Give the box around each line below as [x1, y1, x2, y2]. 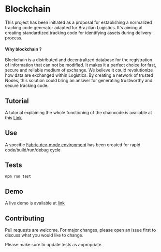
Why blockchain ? [5, 46, 42, 52]
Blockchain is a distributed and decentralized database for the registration [5, 57, 153, 63]
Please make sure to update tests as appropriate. [5, 242, 103, 248]
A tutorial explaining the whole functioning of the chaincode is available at [5, 109, 152, 115]
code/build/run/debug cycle [5, 147, 61, 152]
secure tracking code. [5, 83, 49, 88]
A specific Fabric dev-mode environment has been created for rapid [5, 142, 141, 148]
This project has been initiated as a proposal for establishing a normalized [5, 19, 152, 25]
